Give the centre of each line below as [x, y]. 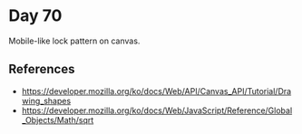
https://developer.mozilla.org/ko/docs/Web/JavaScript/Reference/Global [157, 110]
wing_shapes [46, 100]
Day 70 [35, 16]
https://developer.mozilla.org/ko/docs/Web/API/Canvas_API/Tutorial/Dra [156, 91]
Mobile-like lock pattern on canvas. [74, 41]
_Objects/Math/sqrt [58, 120]
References [42, 69]
